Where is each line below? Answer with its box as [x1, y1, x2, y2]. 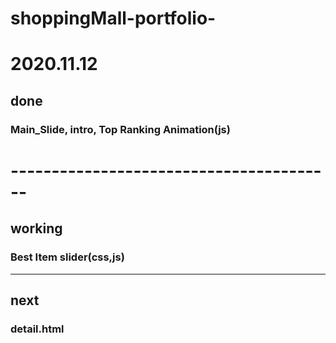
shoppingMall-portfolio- [10, 7, 217, 30]
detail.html [10, 322, 65, 336]
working [10, 220, 63, 237]
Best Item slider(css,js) [10, 250, 125, 264]
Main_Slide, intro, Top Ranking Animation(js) [10, 122, 231, 136]
